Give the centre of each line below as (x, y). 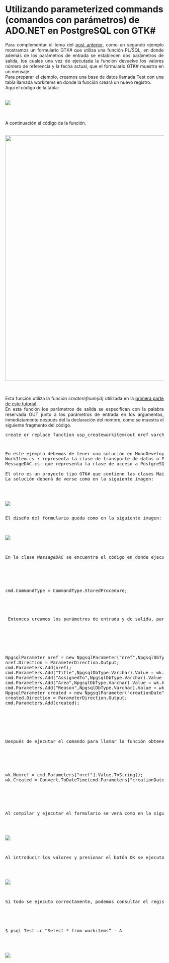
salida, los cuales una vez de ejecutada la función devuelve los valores (84, 61)
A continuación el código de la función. (46, 123)
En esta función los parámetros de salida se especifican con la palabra (84, 409)
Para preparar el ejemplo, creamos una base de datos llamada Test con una (84, 77)
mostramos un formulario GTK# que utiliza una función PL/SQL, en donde (84, 50)
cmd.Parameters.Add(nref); (38, 667)
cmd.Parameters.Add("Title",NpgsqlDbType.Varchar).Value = (80, 673)
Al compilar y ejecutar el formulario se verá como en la (78, 813)
